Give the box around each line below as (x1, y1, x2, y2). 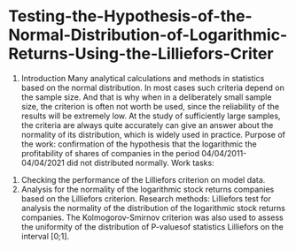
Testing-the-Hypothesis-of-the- (8, 6, 253, 27)
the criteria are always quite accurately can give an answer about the (20, 119, 274, 130)
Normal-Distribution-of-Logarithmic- (8, 25, 288, 45)
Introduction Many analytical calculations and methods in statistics (20, 72, 265, 83)
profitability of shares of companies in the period (20, 148, 200, 158)
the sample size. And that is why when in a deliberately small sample (20, 91, 272, 102)
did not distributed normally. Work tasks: (66, 157, 214, 168)
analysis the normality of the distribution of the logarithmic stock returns (20, 202, 285, 213)
